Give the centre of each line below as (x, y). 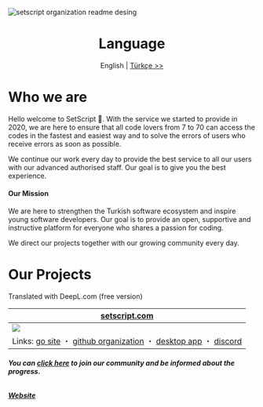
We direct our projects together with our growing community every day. (124, 243)
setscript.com (127, 316)
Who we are (48, 97)
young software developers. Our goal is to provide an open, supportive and (130, 220)
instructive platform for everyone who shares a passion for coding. (116, 228)
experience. (27, 176)
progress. (24, 371)
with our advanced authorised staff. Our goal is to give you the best (117, 167)
